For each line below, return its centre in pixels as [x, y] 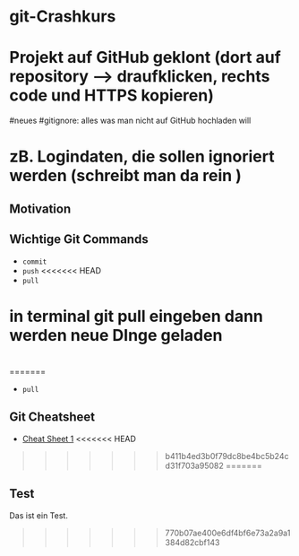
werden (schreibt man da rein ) [125, 176]
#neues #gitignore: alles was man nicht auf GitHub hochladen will [130, 121]
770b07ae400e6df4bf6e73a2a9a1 [228, 533]
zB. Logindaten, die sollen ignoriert [142, 156]
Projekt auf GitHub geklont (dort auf [145, 58]
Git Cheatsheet [52, 417]
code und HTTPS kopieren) [112, 96]
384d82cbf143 [192, 542]
